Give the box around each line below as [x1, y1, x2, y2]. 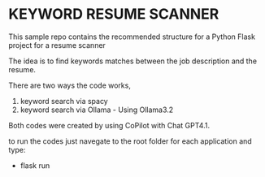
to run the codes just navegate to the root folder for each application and [8, 136, 252, 146]
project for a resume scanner [8, 40, 106, 50]
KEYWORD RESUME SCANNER [8, 5, 219, 24]
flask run [20, 160, 50, 171]
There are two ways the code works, [8, 80, 132, 90]
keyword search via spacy [20, 96, 108, 106]
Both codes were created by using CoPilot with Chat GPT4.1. [8, 120, 210, 130]
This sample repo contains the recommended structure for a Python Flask [8, 32, 256, 41]
